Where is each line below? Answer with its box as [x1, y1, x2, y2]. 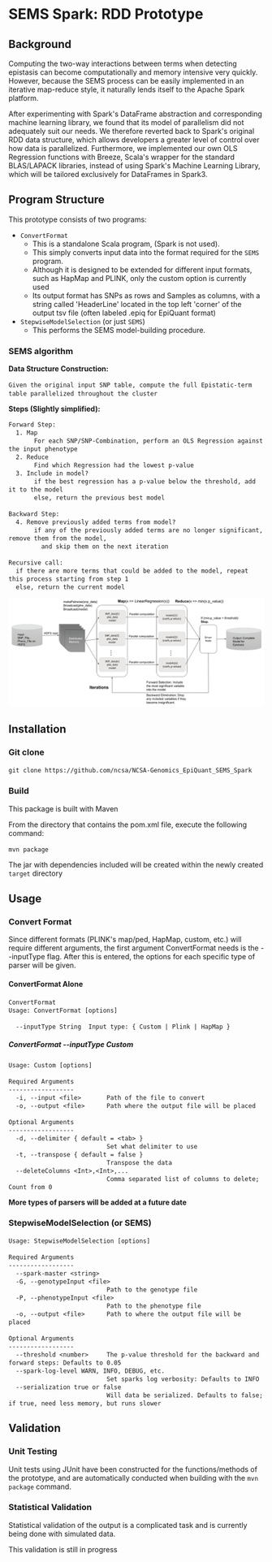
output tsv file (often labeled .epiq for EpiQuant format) [32, 308, 217, 318]
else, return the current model [15, 583, 126, 591]
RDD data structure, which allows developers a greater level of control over [8, 135, 260, 145]
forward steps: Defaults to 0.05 [8, 1358, 122, 1367]
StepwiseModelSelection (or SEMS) [8, 1218, 152, 1229]
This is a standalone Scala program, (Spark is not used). [32, 239, 221, 249]
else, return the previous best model [33, 494, 165, 502]
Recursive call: [8, 559, 63, 567]
